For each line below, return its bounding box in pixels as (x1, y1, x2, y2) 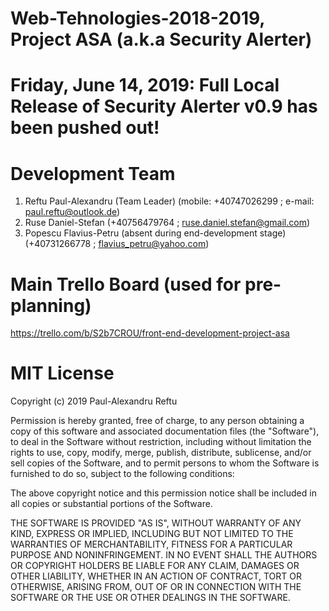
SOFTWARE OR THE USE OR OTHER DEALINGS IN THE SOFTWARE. (10, 592, 291, 604)
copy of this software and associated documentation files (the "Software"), (10, 425, 320, 437)
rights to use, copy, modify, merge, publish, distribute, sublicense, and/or (10, 447, 312, 459)
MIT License (10, 362, 115, 385)
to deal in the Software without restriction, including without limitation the (10, 436, 312, 448)
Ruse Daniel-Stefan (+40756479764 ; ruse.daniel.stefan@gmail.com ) (24, 217, 311, 229)
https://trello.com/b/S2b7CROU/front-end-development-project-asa (10, 327, 290, 339)
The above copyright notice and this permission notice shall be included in (10, 487, 317, 499)
